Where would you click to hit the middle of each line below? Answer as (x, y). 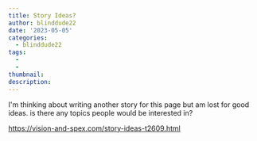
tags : (17, 52)
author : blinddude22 (43, 23)
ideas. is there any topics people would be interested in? (101, 112)
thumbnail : (26, 74)
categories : (28, 38)
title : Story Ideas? (43, 15)
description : (30, 82)
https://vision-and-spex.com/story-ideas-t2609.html (94, 128)
